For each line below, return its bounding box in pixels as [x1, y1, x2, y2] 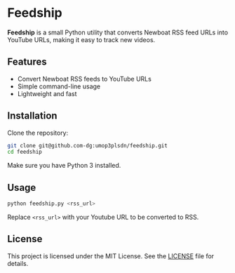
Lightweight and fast [17, 89, 77, 98]
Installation [7, 110, 58, 122]
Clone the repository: [7, 128, 69, 137]
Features [7, 56, 47, 68]
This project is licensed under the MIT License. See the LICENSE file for [7, 251, 215, 260]
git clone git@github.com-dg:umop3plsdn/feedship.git [7, 142, 168, 149]
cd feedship [7, 149, 42, 156]
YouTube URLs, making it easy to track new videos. [7, 35, 156, 44]
